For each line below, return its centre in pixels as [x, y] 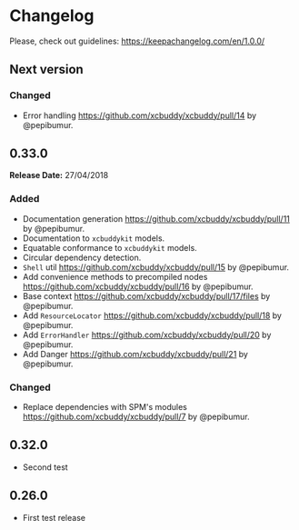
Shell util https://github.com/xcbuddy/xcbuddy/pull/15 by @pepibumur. [155, 267]
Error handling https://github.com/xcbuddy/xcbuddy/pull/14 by [140, 115]
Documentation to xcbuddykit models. [94, 238]
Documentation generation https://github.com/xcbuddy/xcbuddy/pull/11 [156, 218]
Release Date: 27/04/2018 [59, 175]
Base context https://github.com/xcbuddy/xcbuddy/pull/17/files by [146, 295]
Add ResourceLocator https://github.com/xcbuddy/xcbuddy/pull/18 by [152, 315]
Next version [46, 70]
